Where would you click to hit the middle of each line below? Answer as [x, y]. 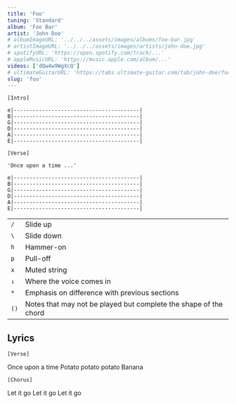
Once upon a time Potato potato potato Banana [75, 367]
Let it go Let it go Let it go [45, 393]
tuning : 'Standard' [36, 20]
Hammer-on [46, 248]
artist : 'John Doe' [36, 33]
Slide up [39, 224]
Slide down [43, 236]
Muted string [46, 270]
